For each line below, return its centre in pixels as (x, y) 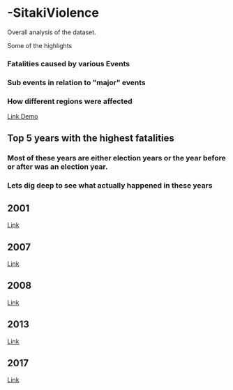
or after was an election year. (58, 167)
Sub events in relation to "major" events (76, 82)
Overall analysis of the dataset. (52, 32)
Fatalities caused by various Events (69, 63)
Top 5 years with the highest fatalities (91, 138)
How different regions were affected (70, 101)
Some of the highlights (40, 45)
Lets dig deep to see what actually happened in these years (110, 186)
